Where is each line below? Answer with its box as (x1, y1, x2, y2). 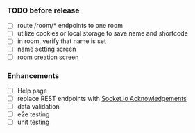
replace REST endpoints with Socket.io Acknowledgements (17, 94, 187, 102)
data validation (17, 102, 60, 111)
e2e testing (17, 110, 50, 118)
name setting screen (17, 45, 76, 54)
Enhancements (7, 70, 60, 80)
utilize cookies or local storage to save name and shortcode (17, 29, 189, 38)
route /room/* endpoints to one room (17, 22, 124, 30)
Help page (17, 86, 47, 95)
